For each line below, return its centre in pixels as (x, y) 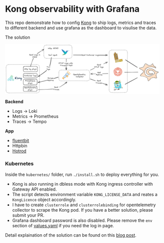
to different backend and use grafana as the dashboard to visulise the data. (81, 27)
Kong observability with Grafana (72, 9)
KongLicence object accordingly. (44, 199)
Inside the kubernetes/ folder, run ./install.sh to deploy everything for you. (82, 174)
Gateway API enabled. (35, 189)
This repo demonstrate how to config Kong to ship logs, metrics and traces (81, 23)
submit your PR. (28, 215)
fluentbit (21, 141)
